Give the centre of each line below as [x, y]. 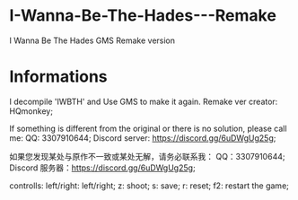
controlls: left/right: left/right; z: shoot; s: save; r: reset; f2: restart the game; [149, 186]
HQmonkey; [31, 111]
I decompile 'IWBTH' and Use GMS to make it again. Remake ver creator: [144, 101]
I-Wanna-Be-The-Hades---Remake [143, 16]
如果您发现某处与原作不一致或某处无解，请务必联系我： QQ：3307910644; [147, 156]
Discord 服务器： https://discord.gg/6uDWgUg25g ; [102, 168]
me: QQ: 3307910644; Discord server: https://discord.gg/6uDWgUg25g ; [143, 138]
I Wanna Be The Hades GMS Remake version [92, 40]
